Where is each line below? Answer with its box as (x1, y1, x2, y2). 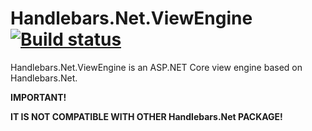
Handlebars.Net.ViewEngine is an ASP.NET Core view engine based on (10, 61, 303, 73)
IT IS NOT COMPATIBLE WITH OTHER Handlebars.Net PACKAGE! (10, 110, 283, 122)
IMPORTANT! (10, 91, 67, 103)
